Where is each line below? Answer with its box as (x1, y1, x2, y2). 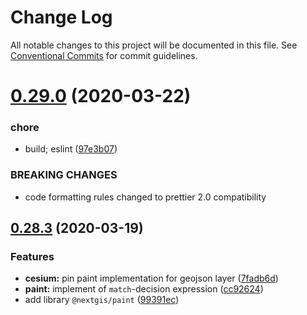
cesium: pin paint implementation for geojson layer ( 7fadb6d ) (24, 272, 279, 285)
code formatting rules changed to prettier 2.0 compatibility (24, 191, 267, 203)
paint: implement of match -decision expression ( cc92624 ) (24, 283, 264, 295)
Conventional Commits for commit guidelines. (10, 49, 198, 61)
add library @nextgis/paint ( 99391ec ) (24, 294, 180, 306)
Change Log (10, 6, 113, 29)
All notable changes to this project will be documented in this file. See (10, 39, 298, 51)
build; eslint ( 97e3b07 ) (24, 143, 118, 155)
